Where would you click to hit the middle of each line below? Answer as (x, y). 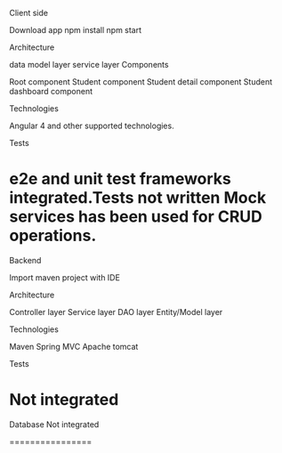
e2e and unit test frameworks (120, 179)
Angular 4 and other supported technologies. (92, 125)
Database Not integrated (54, 424)
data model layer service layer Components (89, 65)
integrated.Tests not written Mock (138, 198)
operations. (53, 236)
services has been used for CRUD (136, 217)
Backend (25, 260)
